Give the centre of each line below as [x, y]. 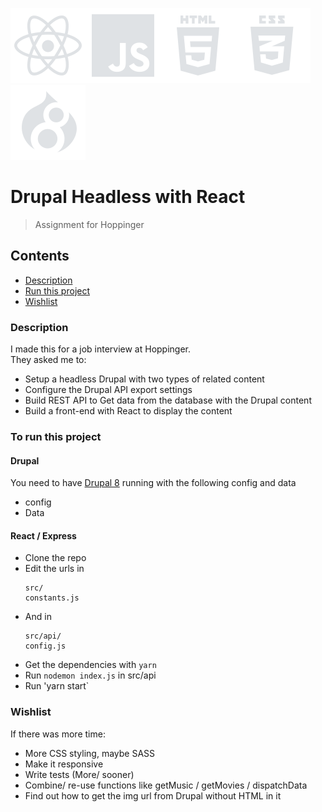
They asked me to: [48, 360]
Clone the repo [55, 558]
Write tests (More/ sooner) [79, 774]
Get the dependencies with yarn [90, 665]
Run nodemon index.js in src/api [90, 675]
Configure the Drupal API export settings [108, 390]
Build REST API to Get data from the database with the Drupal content [168, 400]
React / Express [43, 535]
